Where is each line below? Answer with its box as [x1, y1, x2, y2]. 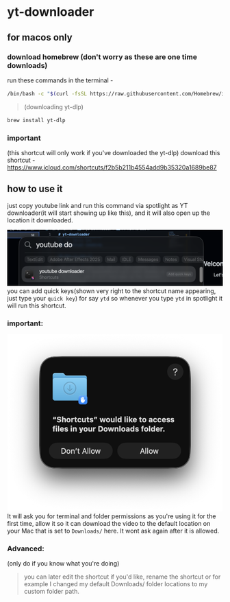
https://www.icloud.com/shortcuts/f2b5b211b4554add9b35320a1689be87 [7, 163, 217, 172]
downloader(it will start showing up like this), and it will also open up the [7, 209, 211, 217]
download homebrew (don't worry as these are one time [7, 52, 197, 62]
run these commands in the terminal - [7, 76, 114, 84]
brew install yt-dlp [7, 117, 66, 124]
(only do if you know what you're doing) [7, 559, 120, 568]
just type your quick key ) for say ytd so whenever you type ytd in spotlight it [7, 294, 223, 302]
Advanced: [7, 544, 44, 553]
